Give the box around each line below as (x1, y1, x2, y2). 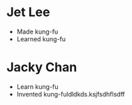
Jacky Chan (6, 59, 78, 76)
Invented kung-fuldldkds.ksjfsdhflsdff (16, 90, 125, 98)
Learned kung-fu (16, 34, 66, 43)
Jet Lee (6, 4, 50, 20)
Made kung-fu (16, 27, 59, 36)
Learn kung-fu (16, 82, 59, 91)
